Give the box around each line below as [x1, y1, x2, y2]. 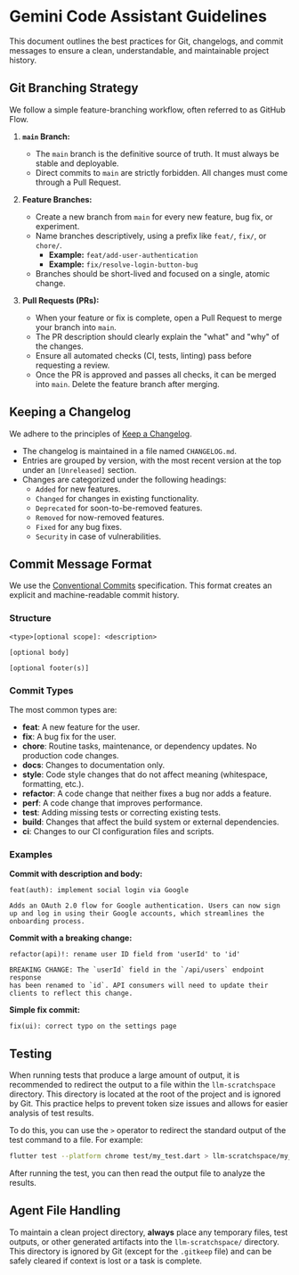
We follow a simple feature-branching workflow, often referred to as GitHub [9, 104, 287, 115]
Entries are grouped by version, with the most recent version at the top [21, 455, 282, 466]
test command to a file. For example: [9, 1135, 143, 1146]
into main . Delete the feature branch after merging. [35, 378, 220, 389]
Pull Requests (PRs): [21, 294, 100, 305]
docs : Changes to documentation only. [21, 759, 166, 770]
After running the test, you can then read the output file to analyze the [9, 1167, 265, 1179]
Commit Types [9, 684, 74, 697]
